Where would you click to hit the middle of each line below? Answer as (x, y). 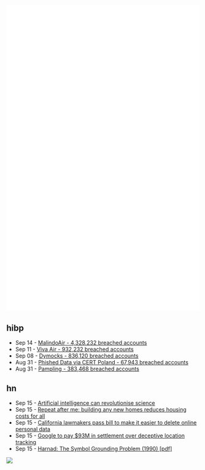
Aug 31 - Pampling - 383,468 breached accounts (77, 369)
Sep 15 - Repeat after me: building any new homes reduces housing (101, 410)
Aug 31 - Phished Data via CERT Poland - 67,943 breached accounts (102, 362)
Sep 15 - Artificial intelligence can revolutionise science (85, 403)
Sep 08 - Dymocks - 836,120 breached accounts (77, 356)
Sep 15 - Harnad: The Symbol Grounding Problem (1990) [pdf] (94, 449)
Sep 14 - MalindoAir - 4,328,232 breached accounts (81, 343)
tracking (26, 442)
